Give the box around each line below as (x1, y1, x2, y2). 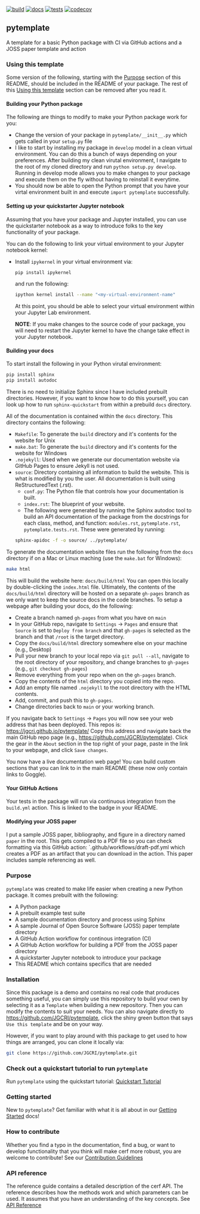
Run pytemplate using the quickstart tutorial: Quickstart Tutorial (6, 1078, 161, 1085)
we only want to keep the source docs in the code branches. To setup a (6, 596, 183, 603)
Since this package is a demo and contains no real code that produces (6, 988, 180, 996)
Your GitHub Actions (6, 784, 59, 792)
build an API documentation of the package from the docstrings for (23, 513, 189, 521)
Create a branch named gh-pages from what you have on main (14, 614, 167, 621)
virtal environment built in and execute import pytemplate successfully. (14, 188, 190, 196)
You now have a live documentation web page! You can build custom (6, 757, 176, 765)
